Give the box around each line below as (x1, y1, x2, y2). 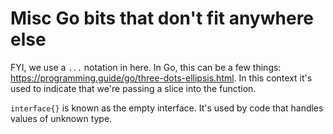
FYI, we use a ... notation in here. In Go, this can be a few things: (10, 61, 282, 73)
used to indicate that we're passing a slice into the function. (10, 82, 257, 94)
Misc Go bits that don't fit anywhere (10, 7, 315, 30)
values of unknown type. (10, 112, 113, 124)
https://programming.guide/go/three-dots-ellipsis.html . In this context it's (10, 72, 313, 84)
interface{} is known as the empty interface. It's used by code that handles (10, 102, 324, 114)
